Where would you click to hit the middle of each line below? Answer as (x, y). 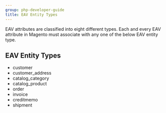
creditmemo (25, 100)
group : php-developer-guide (35, 10)
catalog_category (31, 78)
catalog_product (30, 84)
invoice (20, 94)
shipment (22, 105)
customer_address (32, 73)
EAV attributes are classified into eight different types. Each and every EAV (83, 29)
